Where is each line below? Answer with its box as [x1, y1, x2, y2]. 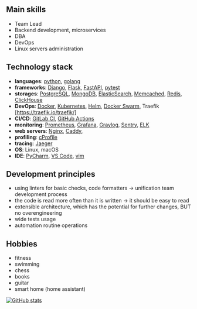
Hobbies [6, 239, 38, 249]
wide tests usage [14, 216, 56, 223]
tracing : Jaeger [14, 140, 53, 147]
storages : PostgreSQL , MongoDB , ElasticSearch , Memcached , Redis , [14, 90, 182, 97]
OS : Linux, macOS [14, 146, 59, 153]
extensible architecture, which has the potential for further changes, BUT [14, 203, 191, 210]
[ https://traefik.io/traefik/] [14, 108, 77, 116]
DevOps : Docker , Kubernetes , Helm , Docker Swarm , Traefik [14, 102, 159, 109]
